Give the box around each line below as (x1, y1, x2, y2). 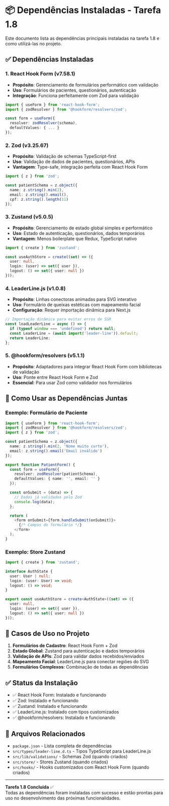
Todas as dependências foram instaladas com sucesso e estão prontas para (5, 790, 163, 796)
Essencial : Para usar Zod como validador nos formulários (12, 379, 132, 385)
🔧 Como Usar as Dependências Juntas (5, 394, 128, 403)
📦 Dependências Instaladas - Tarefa (5, 5, 161, 16)
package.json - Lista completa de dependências (12, 743, 112, 749)
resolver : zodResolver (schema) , (10, 121, 78, 126)
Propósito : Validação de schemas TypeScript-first (12, 153, 117, 159)
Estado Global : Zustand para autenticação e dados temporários (12, 648, 145, 654)
